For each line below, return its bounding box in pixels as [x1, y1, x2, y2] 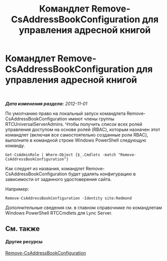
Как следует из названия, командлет [5, 165, 85, 171]
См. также [5, 225, 40, 233]
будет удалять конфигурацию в [68, 171, 136, 177]
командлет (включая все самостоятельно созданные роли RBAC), [5, 132, 148, 138]
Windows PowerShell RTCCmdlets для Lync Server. [5, 210, 113, 216]
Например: [5, 186, 29, 192]
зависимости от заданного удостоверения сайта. [5, 176, 112, 182]
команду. [5, 142, 25, 149]
